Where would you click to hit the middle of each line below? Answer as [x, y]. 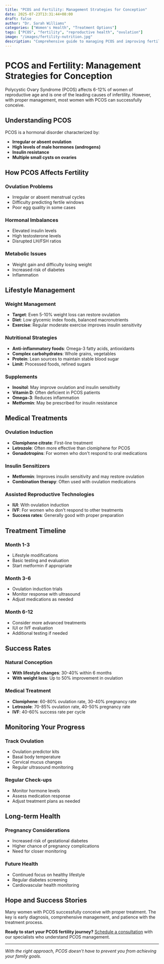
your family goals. [23, 956]
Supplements [21, 377]
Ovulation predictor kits [36, 752]
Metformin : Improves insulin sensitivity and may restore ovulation [78, 476]
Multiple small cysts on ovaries [44, 157]
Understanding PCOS [38, 120]
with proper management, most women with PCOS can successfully [74, 100]
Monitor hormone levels [36, 791]
